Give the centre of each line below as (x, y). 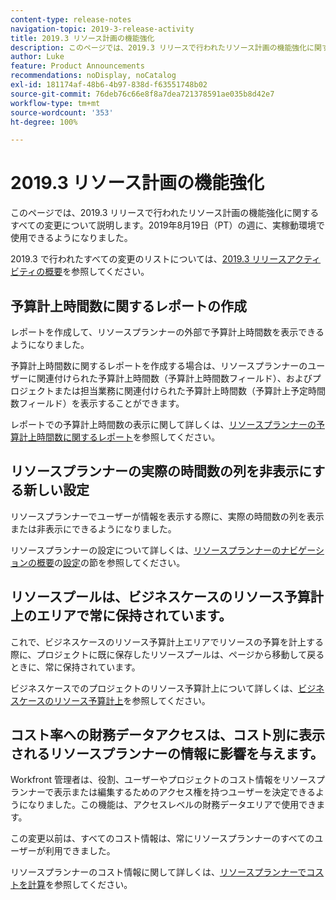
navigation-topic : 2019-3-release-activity (102, 29)
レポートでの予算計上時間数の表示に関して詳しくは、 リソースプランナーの (163, 424)
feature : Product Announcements (77, 66)
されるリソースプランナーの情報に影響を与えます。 (167, 754)
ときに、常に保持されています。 (75, 667)
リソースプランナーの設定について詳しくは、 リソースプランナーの (146, 550)
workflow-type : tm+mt (55, 103)
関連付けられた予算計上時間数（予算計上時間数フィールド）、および (174, 378)
